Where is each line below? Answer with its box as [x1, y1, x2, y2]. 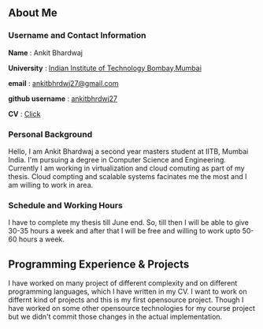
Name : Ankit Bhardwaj [8, 47, 83, 58]
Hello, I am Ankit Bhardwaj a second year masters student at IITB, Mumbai [8, 146, 249, 156]
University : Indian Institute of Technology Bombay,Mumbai [8, 63, 202, 73]
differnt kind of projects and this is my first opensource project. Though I [8, 295, 244, 305]
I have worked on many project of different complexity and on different [8, 279, 238, 288]
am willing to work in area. [8, 180, 94, 189]
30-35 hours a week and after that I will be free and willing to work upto [8, 226, 241, 236]
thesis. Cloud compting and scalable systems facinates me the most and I [8, 171, 247, 181]
